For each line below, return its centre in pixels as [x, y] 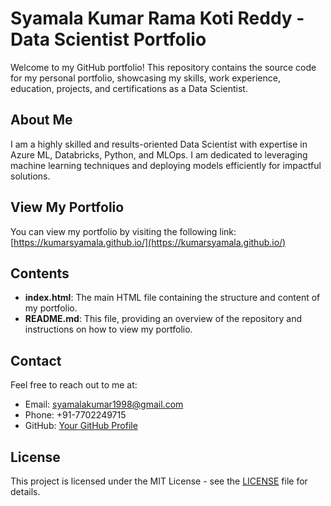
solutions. [30, 176]
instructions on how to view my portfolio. [108, 329]
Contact [36, 360]
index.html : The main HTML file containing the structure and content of [172, 298]
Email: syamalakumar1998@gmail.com [104, 404]
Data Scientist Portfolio [108, 39]
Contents [40, 273]
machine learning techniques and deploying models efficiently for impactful [166, 165]
